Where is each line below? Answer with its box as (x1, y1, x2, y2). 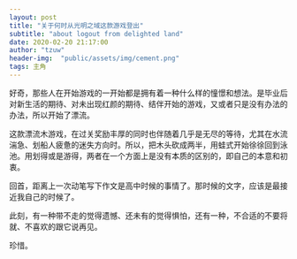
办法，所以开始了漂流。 (9, 110, 95, 120)
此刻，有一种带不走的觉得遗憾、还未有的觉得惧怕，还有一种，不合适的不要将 (9, 209, 288, 221)
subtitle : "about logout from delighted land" (9, 29, 184, 38)
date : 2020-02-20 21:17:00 (9, 37, 109, 47)
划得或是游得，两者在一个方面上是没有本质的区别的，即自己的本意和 (32, 150, 280, 161)
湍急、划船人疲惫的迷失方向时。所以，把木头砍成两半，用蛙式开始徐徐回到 (9, 139, 280, 150)
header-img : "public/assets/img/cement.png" (9, 54, 179, 63)
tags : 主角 (9, 63, 47, 72)
